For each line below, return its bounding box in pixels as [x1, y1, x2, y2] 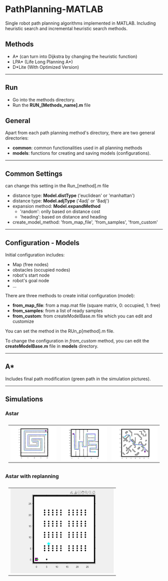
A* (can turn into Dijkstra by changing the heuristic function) [12, 53, 137, 59]
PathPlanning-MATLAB [5, 4, 103, 15]
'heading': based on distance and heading [19, 214, 107, 220]
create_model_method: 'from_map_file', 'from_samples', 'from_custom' [12, 219, 158, 225]
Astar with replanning [5, 473, 59, 480]
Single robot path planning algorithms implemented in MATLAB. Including [5, 20, 156, 26]
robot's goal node [12, 278, 49, 283]
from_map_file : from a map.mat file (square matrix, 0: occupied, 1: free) [12, 302, 161, 308]
